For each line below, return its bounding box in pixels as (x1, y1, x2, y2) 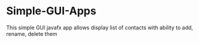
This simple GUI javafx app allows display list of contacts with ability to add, (6, 24, 194, 31)
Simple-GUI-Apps (6, 4, 97, 18)
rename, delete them (6, 30, 58, 37)
